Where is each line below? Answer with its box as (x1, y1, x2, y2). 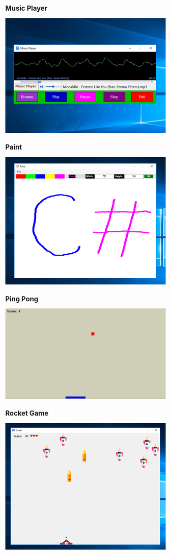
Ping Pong (5, 295, 39, 303)
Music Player (5, 4, 47, 13)
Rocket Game (5, 409, 49, 418)
